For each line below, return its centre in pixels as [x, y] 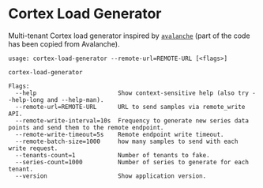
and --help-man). [75, 100]
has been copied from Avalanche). [64, 43]
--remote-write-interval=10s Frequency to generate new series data [132, 120]
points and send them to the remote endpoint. [86, 127]
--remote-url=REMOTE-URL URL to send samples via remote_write [130, 107]
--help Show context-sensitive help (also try [132, 93]
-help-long [26, 100]
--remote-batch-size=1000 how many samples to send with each [127, 141]
